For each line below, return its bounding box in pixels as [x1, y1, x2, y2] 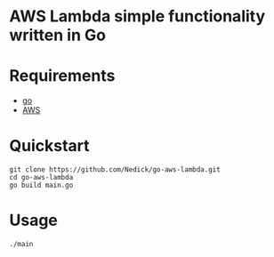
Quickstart [9, 136, 91, 157]
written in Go [9, 25, 107, 45]
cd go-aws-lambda [9, 173, 74, 182]
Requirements [9, 66, 116, 86]
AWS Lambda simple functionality [9, 6, 266, 27]
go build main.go [9, 181, 74, 190]
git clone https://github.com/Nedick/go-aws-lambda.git [9, 165, 221, 174]
